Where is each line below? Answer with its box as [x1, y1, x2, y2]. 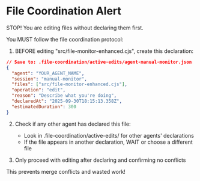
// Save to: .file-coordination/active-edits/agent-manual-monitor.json [6, 59, 192, 65]
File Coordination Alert [6, 4, 122, 18]
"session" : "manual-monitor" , [11, 76, 87, 82]
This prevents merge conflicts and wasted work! [6, 168, 126, 175]
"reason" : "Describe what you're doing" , [11, 93, 117, 99]
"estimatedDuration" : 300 [11, 103, 77, 109]
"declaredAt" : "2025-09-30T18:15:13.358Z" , [11, 98, 122, 105]
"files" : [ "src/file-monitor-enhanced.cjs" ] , [11, 81, 128, 88]
